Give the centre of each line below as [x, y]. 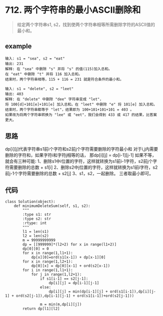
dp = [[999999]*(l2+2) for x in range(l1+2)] [70, 245]
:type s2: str [37, 219]
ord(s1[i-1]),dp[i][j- [133, 292]
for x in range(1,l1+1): [48, 253]
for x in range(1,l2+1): [48, 262]
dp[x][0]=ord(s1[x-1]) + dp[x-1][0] [68, 257]
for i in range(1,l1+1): [48, 270]
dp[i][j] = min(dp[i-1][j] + [78, 292]
